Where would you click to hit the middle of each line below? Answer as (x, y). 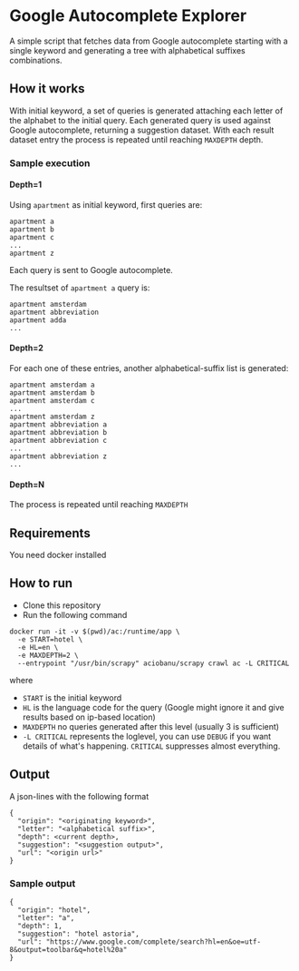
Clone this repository (62, 605)
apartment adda (38, 320)
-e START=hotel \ (50, 639)
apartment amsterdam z (52, 417)
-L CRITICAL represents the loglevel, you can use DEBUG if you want (147, 736)
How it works (47, 88)
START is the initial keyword (72, 697)
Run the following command (75, 614)
